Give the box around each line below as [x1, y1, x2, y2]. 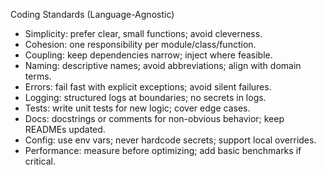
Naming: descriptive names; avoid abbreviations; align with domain [24, 60, 302, 71]
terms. [24, 70, 52, 82]
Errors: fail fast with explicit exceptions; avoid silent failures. [24, 81, 272, 93]
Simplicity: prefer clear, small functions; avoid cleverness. [24, 28, 263, 39]
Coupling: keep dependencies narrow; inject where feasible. [24, 49, 273, 61]
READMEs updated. [24, 124, 106, 135]
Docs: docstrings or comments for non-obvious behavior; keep [24, 113, 285, 124]
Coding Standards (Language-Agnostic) [10, 9, 175, 20]
